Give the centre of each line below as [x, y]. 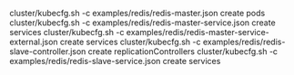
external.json [34, 42]
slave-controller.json [48, 52]
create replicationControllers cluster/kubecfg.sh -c [183, 52]
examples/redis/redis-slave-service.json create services [115, 61]
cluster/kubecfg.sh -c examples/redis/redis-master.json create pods [137, 13]
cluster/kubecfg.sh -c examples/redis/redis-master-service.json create [142, 23]
